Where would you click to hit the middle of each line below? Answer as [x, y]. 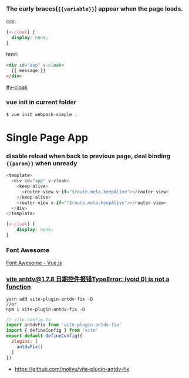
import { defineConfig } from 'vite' [52, 331]
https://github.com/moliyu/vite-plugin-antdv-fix [72, 369]
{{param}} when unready [42, 163]
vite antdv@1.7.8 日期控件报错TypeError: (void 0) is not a [88, 279]
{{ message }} [28, 70]
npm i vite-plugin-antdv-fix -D [45, 309]
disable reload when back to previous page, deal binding [88, 156]
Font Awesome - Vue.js [34, 263]
